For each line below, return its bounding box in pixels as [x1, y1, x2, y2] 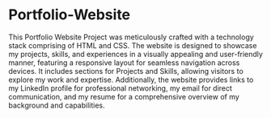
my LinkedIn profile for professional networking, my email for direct [8, 83, 233, 93]
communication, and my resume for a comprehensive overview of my [8, 92, 240, 101]
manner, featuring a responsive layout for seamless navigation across [8, 58, 240, 67]
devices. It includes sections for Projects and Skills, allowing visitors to [8, 66, 244, 75]
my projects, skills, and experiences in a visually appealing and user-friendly [8, 49, 263, 59]
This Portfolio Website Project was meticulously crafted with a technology [8, 32, 255, 42]
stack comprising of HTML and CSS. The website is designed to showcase [8, 40, 257, 50]
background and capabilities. [8, 100, 105, 110]
